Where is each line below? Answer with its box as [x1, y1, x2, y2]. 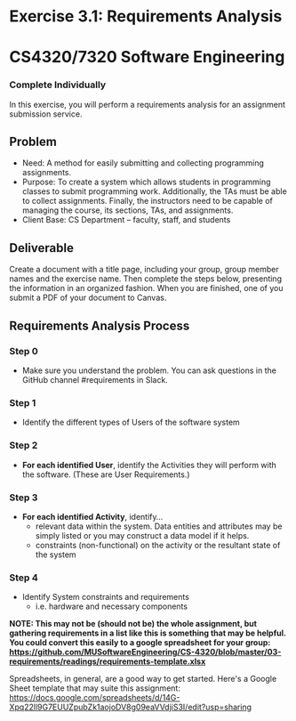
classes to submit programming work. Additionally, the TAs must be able [21, 186, 287, 197]
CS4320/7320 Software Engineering [9, 47, 285, 68]
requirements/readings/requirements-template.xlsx [9, 656, 206, 667]
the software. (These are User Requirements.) [21, 469, 190, 480]
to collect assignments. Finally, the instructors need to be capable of [21, 196, 274, 207]
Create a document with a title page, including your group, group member [9, 264, 279, 275]
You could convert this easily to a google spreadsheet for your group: [9, 637, 271, 648]
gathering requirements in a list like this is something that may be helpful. [9, 628, 286, 638]
